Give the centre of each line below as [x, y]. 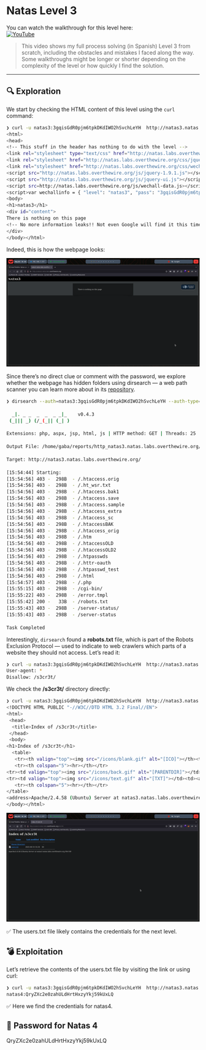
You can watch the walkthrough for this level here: [70, 28]
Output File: [23, 447]
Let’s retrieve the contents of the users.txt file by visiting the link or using [98, 970]
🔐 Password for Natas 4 [52, 1026]
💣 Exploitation [35, 952]
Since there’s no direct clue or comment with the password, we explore [96, 376]
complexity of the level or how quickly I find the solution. [93, 66]
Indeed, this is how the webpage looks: [56, 249]
